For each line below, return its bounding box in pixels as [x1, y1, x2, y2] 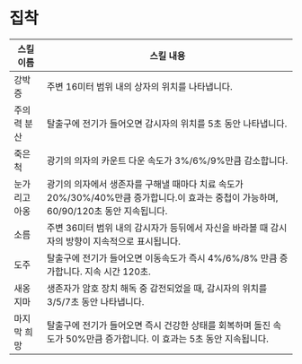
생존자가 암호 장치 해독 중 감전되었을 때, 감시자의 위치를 [46, 282, 268, 294]
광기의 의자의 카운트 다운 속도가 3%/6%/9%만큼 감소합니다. [46, 154, 289, 167]
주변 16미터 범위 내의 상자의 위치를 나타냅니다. [46, 80, 234, 92]
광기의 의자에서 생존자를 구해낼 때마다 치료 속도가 [46, 178, 244, 190]
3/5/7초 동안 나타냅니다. [46, 295, 145, 308]
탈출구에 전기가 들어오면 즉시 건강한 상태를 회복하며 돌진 [46, 319, 271, 332]
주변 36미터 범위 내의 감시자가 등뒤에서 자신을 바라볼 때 [46, 221, 269, 234]
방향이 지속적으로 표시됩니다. [66, 235, 182, 247]
